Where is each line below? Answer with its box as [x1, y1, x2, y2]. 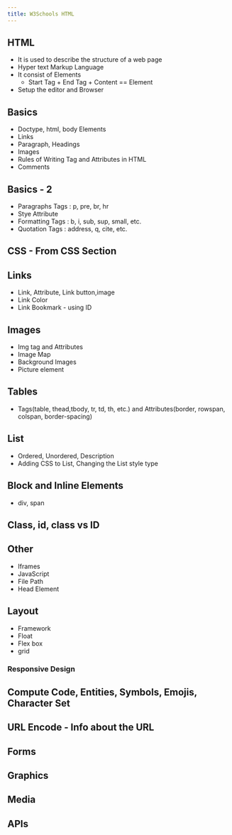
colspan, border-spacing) [17, 412, 92, 421]
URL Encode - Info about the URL [7, 721, 155, 734]
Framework [17, 624, 51, 632]
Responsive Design [7, 664, 76, 674]
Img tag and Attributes [17, 343, 84, 351]
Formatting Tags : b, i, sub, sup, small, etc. [17, 217, 142, 226]
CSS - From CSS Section [7, 245, 117, 258]
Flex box [17, 639, 43, 648]
